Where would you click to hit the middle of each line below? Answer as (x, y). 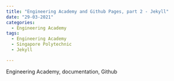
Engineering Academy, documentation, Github (62, 72)
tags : (13, 33)
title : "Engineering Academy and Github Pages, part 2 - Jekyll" (87, 11)
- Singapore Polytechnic (42, 45)
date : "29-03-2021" (30, 17)
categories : (21, 22)
